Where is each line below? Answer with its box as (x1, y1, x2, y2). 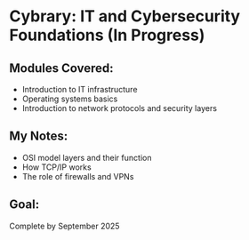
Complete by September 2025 (9, 220, 120, 231)
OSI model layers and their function (21, 152, 152, 163)
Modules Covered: (9, 60, 114, 76)
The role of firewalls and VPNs (21, 171, 134, 181)
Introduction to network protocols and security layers (21, 103, 218, 113)
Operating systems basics (21, 93, 118, 104)
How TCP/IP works (21, 162, 92, 172)
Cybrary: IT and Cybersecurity (9, 6, 241, 27)
